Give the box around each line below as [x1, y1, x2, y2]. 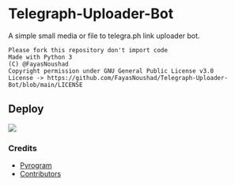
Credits [8, 142, 37, 154]
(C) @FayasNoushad [8, 60, 69, 68]
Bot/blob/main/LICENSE [8, 81, 83, 89]
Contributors [19, 169, 62, 179]
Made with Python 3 [8, 53, 73, 61]
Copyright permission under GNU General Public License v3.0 [8, 66, 214, 75]
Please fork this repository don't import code [8, 46, 169, 54]
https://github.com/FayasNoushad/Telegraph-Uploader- [47, 74, 228, 82]
